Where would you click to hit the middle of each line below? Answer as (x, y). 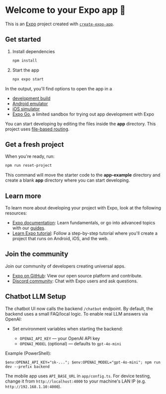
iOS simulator (26, 109)
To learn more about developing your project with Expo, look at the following (83, 208)
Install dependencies (34, 51)
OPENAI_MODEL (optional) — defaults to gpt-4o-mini (70, 343)
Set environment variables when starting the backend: (67, 328)
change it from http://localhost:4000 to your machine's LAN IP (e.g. (76, 381)
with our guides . (29, 228)
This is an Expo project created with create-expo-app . (60, 24)
